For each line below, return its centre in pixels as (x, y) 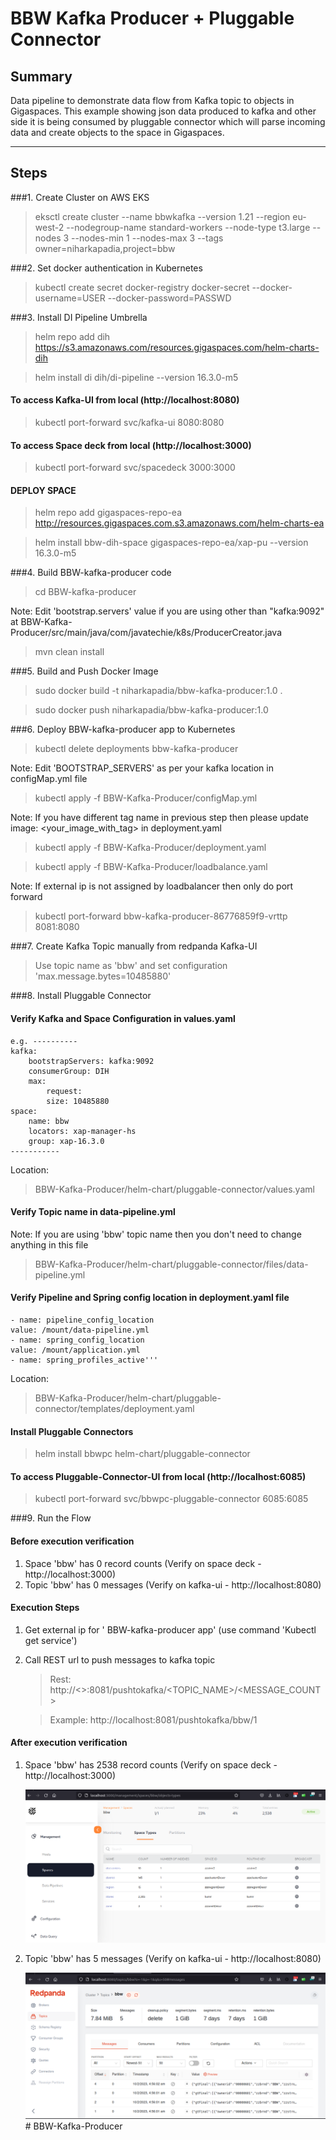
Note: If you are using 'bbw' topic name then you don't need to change (156, 1234)
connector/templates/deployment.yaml (114, 1409)
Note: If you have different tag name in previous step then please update (159, 818)
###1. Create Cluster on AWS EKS (80, 197)
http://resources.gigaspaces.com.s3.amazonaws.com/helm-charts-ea (179, 523)
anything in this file (49, 1244)
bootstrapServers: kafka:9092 (91, 1061)
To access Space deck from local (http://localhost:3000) (131, 445)
